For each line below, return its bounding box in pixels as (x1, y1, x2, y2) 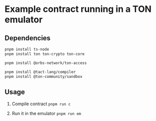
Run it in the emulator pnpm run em (11, 111, 81, 117)
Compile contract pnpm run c (11, 101, 71, 107)
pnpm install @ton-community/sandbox (4, 74, 83, 79)
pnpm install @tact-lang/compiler (4, 69, 76, 74)
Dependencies (4, 34, 51, 42)
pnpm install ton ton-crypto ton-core (4, 51, 85, 57)
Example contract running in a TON (4, 3, 152, 15)
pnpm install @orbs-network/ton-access (4, 60, 87, 65)
